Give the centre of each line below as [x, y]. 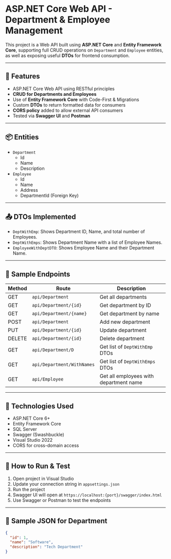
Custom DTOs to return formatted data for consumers [69, 105]
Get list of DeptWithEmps [127, 362]
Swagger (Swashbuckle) [38, 435]
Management [34, 31]
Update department [123, 331]
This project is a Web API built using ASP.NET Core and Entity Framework [83, 44]
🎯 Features [23, 76]
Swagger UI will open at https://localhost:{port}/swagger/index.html [87, 495]
